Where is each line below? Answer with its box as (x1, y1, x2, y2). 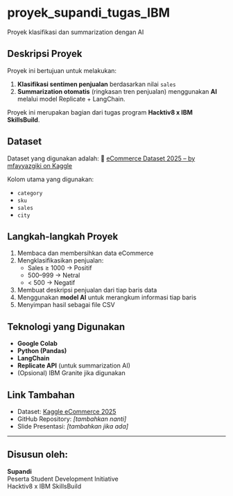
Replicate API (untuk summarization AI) (17, 361, 130, 370)
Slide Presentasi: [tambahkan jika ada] (17, 422, 129, 430)
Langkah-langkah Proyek (7, 231, 119, 242)
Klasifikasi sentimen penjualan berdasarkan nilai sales (17, 80, 176, 88)
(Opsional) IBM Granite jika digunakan (17, 369, 126, 377)
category (17, 190, 43, 197)
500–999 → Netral (27, 271, 80, 279)
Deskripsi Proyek (7, 48, 83, 60)
